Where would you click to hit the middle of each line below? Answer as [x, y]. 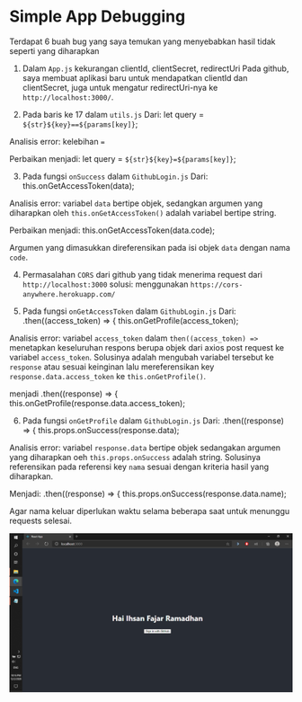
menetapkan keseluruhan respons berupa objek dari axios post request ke [147, 347]
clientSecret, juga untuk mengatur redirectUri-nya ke [120, 87]
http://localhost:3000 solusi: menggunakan [105, 284]
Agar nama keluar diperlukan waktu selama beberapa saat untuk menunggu [150, 511]
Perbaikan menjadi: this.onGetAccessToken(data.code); [112, 230]
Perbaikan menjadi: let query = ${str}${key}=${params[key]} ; [123, 158]
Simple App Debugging [98, 17]
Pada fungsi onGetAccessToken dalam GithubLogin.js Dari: [129, 311]
